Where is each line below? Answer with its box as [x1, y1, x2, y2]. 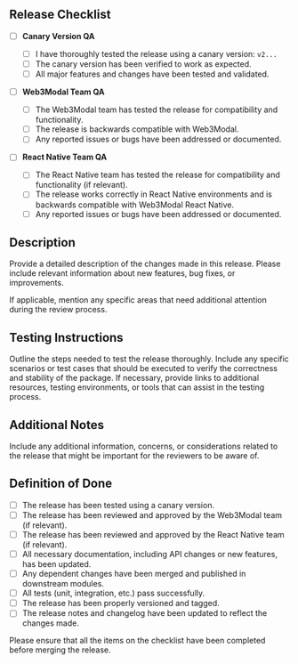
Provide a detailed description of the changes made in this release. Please [9, 258, 281, 270]
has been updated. [21, 559, 92, 570]
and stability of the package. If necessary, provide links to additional [9, 373, 260, 384]
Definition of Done [9, 476, 113, 491]
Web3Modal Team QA [21, 86, 105, 97]
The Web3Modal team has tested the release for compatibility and [35, 104, 278, 115]
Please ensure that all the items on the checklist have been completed [9, 636, 266, 646]
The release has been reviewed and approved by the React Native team [21, 529, 285, 539]
